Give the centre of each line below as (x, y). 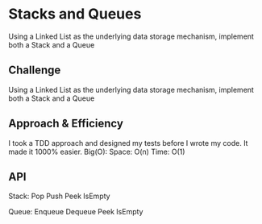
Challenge (35, 71)
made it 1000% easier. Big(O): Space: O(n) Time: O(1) (97, 151)
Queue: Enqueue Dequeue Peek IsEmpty (76, 212)
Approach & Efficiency (66, 124)
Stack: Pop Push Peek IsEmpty (59, 196)
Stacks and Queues (75, 14)
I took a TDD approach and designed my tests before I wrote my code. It (128, 143)
